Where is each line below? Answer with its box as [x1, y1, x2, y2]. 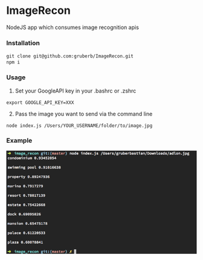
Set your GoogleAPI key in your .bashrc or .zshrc [14, 87, 137, 94]
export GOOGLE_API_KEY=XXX [6, 99, 74, 106]
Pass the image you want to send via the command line [14, 110, 153, 117]
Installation [6, 39, 40, 47]
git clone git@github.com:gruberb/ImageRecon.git [6, 53, 134, 59]
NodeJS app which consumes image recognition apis [6, 24, 139, 31]
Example [6, 137, 33, 145]
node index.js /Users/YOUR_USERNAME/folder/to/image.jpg [6, 122, 153, 129]
